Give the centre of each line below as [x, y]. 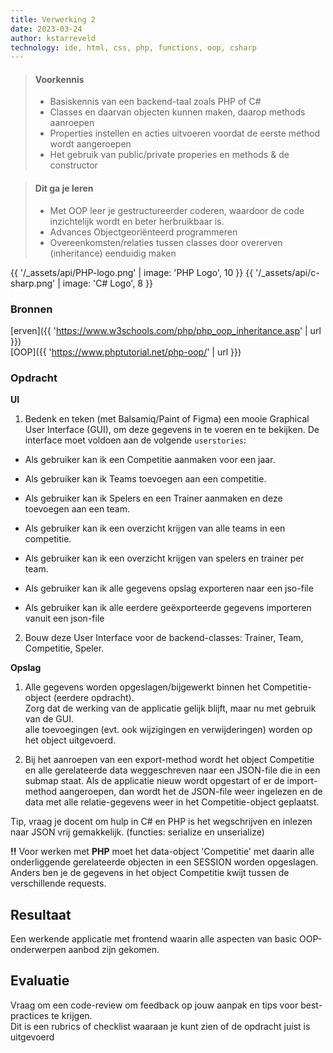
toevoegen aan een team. [77, 509]
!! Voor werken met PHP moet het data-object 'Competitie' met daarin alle [162, 852]
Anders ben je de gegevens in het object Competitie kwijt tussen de [150, 873]
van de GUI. [49, 719]
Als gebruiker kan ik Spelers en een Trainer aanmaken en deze [153, 498]
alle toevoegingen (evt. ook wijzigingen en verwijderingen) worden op [168, 730]
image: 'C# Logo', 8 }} [107, 283]
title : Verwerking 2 [53, 19]
